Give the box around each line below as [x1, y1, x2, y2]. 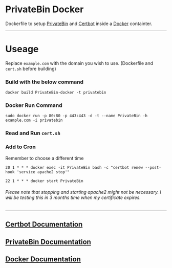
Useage [5, 43, 39, 55]
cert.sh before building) [5, 65, 56, 72]
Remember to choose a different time [5, 155, 84, 161]
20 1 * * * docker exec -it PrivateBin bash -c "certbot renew [5, 165, 143, 170]
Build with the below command [5, 78, 83, 85]
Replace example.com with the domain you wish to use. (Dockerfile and [5, 60, 154, 66]
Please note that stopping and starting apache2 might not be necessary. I [5, 189, 161, 195]
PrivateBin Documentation [5, 237, 91, 246]
